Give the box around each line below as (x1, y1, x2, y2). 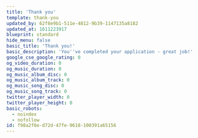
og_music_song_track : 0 (6, 89, 67, 95)
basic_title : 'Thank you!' (6, 43, 75, 49)
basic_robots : (6, 105, 43, 112)
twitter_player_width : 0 (6, 94, 70, 100)
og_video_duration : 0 (6, 60, 62, 66)
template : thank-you (6, 15, 59, 21)
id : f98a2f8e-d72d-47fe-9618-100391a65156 (6, 123, 116, 129)
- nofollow (12, 117, 40, 123)
